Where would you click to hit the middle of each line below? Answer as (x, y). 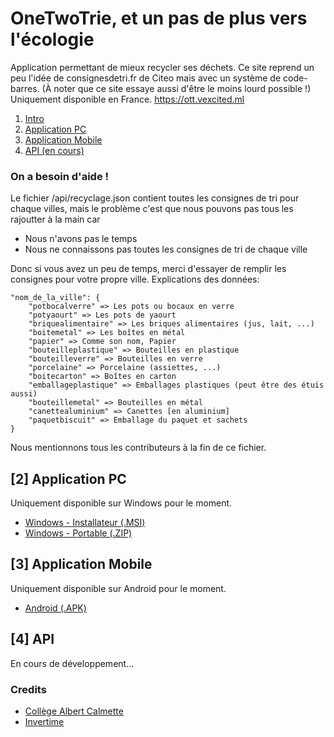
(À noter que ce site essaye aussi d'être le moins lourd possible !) (176, 88)
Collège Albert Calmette (74, 711)
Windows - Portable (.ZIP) (78, 533)
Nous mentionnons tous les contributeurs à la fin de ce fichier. (138, 448)
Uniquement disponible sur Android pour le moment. (118, 588)
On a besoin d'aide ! (60, 176)
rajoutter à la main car (55, 219)
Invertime (44, 721)
